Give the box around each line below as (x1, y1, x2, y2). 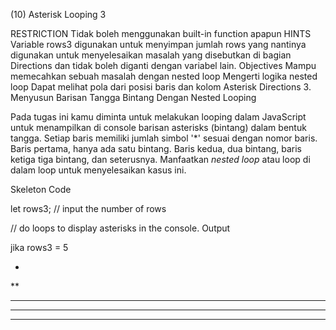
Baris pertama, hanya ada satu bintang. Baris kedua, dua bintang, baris (10, 143, 302, 154)
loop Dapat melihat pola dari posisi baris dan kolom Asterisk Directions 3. (10, 81, 312, 93)
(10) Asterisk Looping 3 (10, 9, 107, 20)
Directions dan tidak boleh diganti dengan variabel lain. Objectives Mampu (10, 60, 317, 71)
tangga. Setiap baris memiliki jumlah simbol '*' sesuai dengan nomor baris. (10, 132, 318, 144)
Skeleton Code (10, 184, 72, 195)
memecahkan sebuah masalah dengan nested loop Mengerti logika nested (10, 70, 318, 82)
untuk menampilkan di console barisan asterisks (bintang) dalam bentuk (10, 122, 307, 133)
